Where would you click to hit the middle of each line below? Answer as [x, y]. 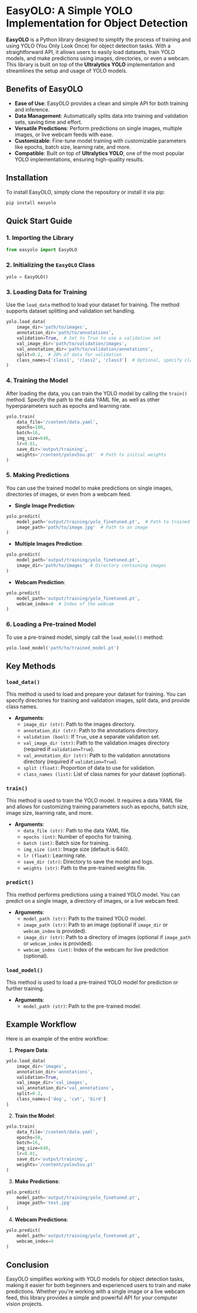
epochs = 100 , [31, 427]
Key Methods [31, 666]
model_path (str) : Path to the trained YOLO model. [85, 918]
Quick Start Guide [39, 221]
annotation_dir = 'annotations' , [55, 1072]
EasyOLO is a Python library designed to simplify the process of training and [98, 39]
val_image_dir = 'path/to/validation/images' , [72, 344]
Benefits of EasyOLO [45, 89]
